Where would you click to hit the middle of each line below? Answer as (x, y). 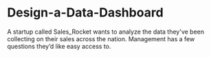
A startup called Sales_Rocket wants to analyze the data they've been (106, 32)
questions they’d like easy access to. (59, 46)
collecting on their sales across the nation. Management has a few (101, 38)
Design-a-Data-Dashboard (85, 13)
